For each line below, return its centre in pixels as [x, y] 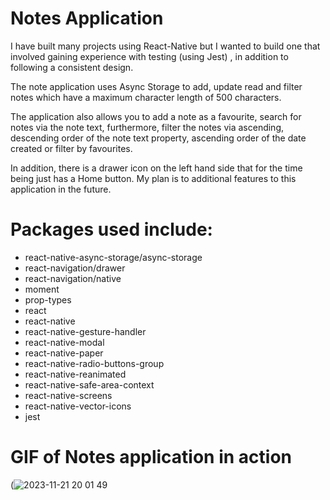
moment [42, 289]
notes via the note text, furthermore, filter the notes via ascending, [147, 127]
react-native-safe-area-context [89, 384]
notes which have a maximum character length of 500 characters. [146, 97]
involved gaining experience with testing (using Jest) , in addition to [149, 56]
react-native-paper [64, 353]
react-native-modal [64, 342]
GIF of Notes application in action [151, 457]
